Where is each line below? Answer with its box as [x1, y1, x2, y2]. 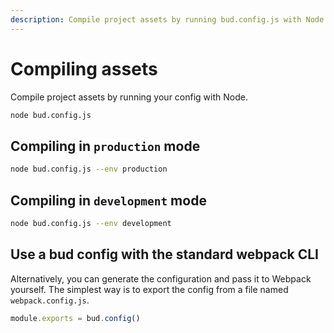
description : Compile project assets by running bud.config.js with [10, 14, 302, 25]
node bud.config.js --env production [10, 164, 168, 175]
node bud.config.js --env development [10, 218, 172, 228]
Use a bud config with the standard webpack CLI [10, 246, 319, 263]
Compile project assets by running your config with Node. [10, 91, 248, 103]
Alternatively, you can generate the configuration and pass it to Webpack [10, 272, 312, 285]
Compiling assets [10, 57, 158, 80]
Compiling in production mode [10, 137, 201, 155]
